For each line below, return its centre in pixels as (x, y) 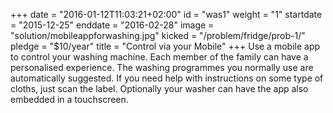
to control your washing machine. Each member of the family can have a (159, 57)
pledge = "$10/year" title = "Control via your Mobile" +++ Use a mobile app (165, 46)
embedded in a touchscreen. (69, 99)
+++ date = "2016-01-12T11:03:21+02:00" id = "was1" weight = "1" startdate (166, 14)
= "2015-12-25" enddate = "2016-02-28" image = (112, 25)
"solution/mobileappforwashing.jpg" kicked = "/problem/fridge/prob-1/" (158, 35)
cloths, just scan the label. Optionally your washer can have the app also (159, 88)
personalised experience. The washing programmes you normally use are (162, 67)
